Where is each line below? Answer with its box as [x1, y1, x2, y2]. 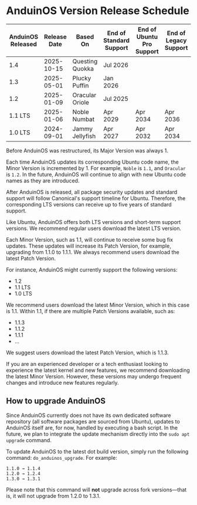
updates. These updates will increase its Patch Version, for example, [6, 242, 171, 249]
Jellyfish [72, 132, 96, 140]
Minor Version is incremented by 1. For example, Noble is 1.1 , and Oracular [6, 164, 186, 171]
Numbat [72, 115, 95, 123]
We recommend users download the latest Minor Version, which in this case [6, 301, 189, 309]
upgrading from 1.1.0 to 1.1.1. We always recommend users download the [6, 248, 180, 256]
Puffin [72, 81, 89, 89]
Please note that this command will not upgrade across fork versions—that [6, 486, 187, 493]
